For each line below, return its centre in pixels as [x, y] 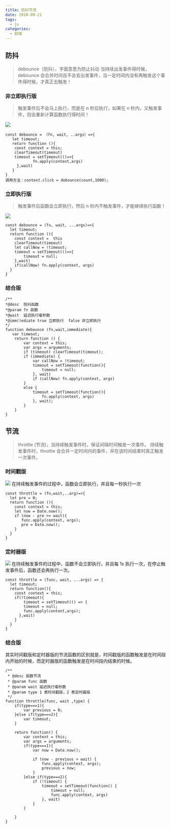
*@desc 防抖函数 [22, 304]
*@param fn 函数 [22, 310]
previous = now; [59, 768]
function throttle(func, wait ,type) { [48, 702]
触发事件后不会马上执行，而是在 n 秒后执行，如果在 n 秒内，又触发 [88, 108]
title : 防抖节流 [21, 10]
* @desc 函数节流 [24, 676]
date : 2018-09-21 [24, 15]
